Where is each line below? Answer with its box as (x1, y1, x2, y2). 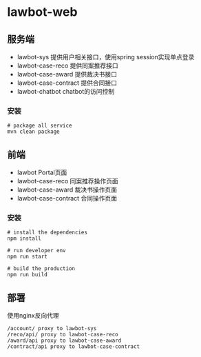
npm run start (7, 253, 48, 261)
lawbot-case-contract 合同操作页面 (17, 194, 118, 203)
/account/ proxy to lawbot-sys (7, 325, 97, 332)
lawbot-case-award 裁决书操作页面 (17, 185, 117, 194)
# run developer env (7, 247, 67, 254)
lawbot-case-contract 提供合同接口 (17, 79, 118, 87)
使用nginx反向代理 (7, 312, 60, 320)
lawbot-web (7, 4, 78, 20)
